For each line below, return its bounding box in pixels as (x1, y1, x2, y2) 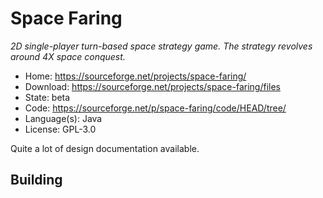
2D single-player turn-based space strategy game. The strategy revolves (10, 40, 313, 52)
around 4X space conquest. (10, 50, 126, 62)
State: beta (24, 91, 71, 103)
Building (10, 172, 63, 189)
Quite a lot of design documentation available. (10, 142, 200, 154)
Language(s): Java (24, 112, 103, 124)
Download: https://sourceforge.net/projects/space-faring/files (24, 80, 281, 92)
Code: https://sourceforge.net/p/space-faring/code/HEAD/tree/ (24, 102, 287, 114)
